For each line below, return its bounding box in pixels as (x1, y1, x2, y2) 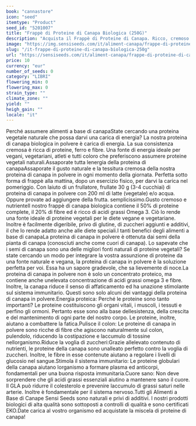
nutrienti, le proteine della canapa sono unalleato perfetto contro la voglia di (6, 345, 188, 352)
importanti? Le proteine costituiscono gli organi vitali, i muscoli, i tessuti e (6, 302, 182, 309)
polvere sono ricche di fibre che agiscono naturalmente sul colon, (6, 327, 164, 334)
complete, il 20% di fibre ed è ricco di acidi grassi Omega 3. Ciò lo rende (6, 209, 181, 216)
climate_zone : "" (6, 95, 48, 101)
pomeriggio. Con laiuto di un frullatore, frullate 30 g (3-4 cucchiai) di (6, 183, 171, 191)
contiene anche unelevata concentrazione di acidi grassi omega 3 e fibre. (6, 277, 183, 284)
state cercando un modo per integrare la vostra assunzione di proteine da (6, 252, 183, 259)
